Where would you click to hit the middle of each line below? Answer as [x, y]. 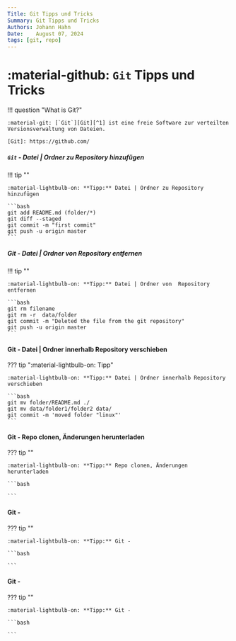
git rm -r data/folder [42, 315]
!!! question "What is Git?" [45, 110]
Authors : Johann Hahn [39, 27]
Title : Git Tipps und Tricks [50, 14]
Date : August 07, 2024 [45, 34]
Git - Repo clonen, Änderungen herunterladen [76, 437]
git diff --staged [34, 219]
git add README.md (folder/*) [52, 213]
